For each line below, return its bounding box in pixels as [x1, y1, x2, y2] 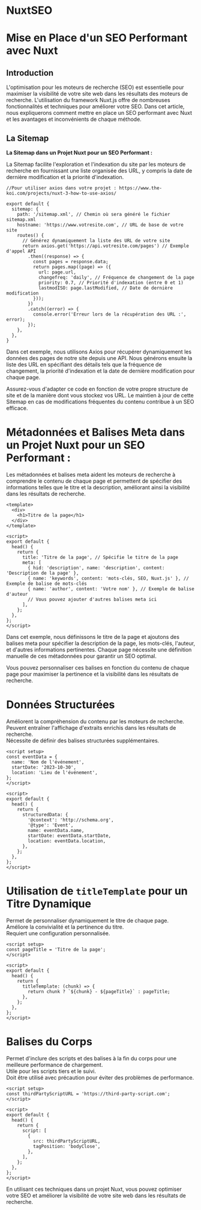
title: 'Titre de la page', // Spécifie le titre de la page [22, 554, 179, 560]
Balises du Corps [6, 1035, 93, 1048]
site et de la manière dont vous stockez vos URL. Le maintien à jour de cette [6, 392, 194, 399]
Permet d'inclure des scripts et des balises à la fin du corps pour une [6, 1054, 177, 1062]
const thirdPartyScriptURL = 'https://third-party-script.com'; [6, 1090, 170, 1097]
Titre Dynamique [6, 897, 92, 911]
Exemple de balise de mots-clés [6, 581, 87, 587]
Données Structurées [6, 698, 115, 712]
